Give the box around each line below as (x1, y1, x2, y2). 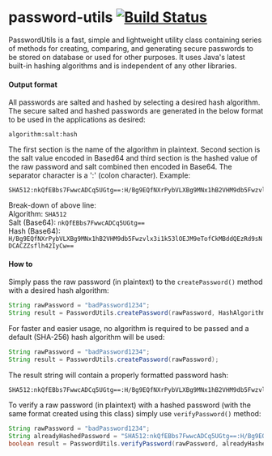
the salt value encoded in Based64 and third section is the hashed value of (8, 153, 257, 163)
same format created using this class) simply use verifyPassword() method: (8, 408, 261, 418)
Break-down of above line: (8, 200, 97, 210)
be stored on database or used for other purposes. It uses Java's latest (8, 52, 245, 62)
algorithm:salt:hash (8, 131, 79, 139)
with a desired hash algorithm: (8, 286, 109, 295)
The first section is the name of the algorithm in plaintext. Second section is (8, 144, 261, 154)
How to (8, 259, 33, 269)
